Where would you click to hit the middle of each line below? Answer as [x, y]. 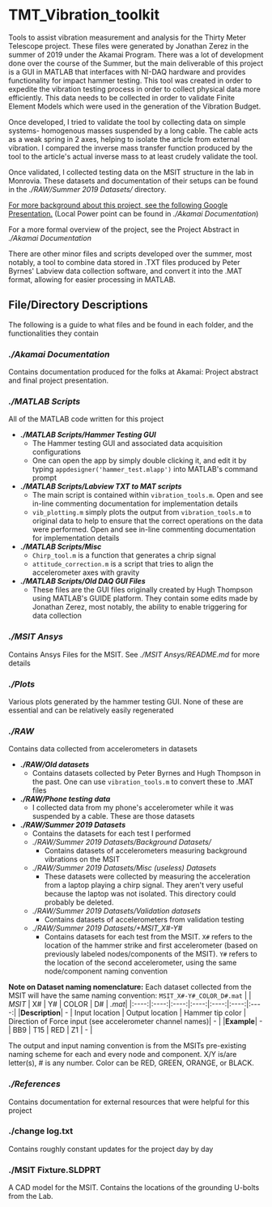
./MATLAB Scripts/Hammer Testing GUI [88, 434]
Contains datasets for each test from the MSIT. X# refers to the [148, 937]
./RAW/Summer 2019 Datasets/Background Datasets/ [122, 842]
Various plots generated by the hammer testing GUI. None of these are [126, 701]
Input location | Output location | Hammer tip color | [160, 1013]
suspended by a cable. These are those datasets [113, 816]
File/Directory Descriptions [78, 305]
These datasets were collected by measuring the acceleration [147, 876]
